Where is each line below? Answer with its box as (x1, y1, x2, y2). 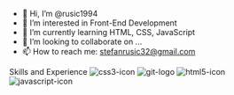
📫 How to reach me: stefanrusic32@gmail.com (21, 47, 196, 56)
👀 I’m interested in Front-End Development (21, 18, 177, 28)
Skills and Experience (9, 67, 88, 77)
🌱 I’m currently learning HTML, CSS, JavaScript (21, 27, 196, 37)
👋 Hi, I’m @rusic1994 (21, 9, 98, 18)
